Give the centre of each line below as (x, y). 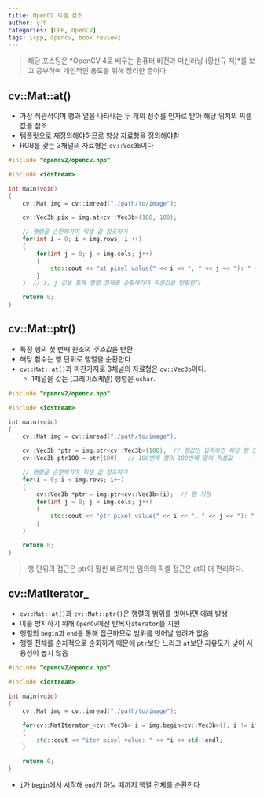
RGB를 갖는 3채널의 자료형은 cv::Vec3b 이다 (86, 146)
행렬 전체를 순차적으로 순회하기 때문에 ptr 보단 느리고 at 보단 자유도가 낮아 (132, 643)
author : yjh (27, 23)
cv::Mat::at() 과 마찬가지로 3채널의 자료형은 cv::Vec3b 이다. (113, 369)
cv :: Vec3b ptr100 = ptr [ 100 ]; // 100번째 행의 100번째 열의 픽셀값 (128, 458)
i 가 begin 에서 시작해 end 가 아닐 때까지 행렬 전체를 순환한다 (110, 785)
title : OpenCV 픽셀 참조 (46, 15)
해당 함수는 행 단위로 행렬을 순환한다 (75, 358)
